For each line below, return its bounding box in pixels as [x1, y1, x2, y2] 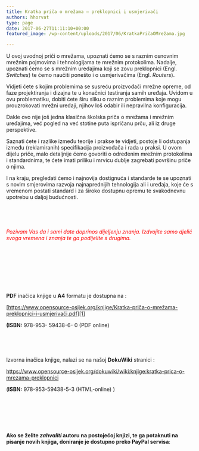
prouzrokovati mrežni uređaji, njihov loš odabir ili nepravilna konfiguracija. [6, 102, 187, 109]
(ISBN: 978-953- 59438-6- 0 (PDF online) [6, 322, 110, 329]
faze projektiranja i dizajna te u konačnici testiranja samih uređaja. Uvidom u [6, 89, 193, 97]
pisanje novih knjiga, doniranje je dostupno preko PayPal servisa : [6, 438, 171, 446]
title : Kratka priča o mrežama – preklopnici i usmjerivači [6, 8, 159, 15]
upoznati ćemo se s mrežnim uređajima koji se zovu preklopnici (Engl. [6, 65, 178, 72]
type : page [6, 20, 33, 26]
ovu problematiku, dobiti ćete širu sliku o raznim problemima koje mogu [6, 96, 182, 103]
